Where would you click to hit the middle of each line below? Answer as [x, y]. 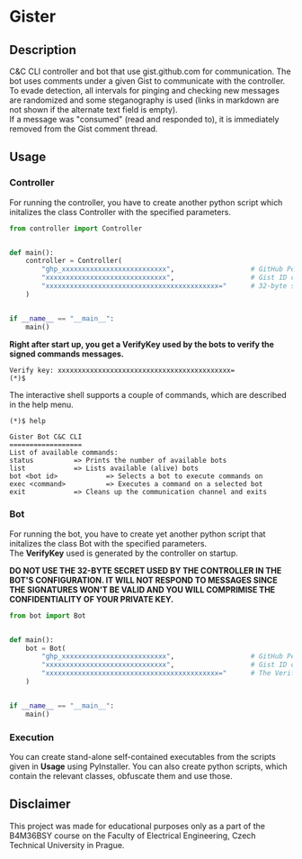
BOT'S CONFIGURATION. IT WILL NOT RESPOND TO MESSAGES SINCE [143, 580]
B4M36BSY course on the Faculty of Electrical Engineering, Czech [133, 836]
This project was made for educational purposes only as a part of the [137, 826]
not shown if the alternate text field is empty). [93, 109]
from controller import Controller [76, 228]
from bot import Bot [48, 615]
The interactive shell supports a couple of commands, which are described [148, 394]
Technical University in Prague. [67, 845]
